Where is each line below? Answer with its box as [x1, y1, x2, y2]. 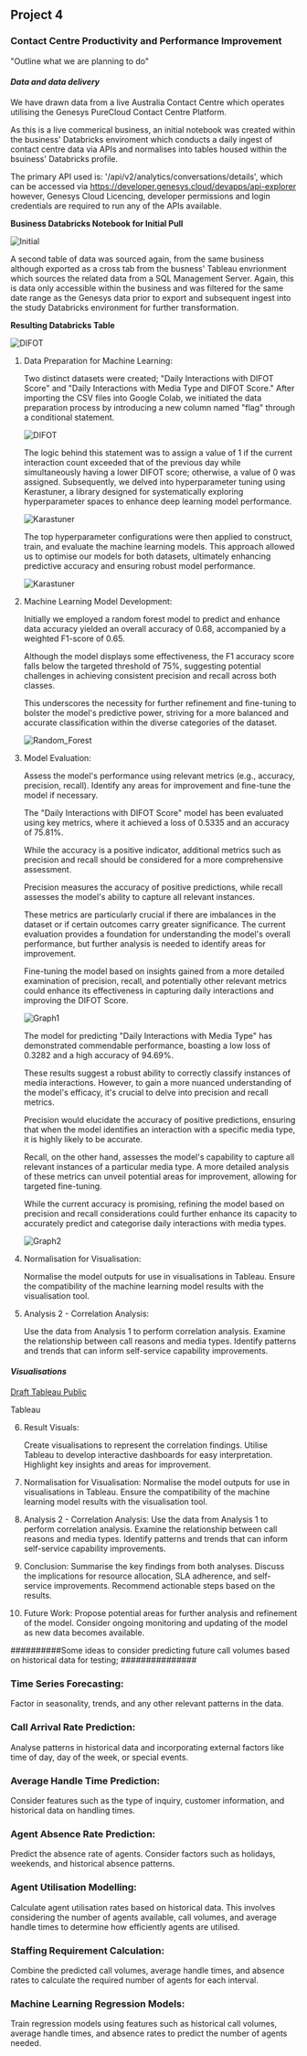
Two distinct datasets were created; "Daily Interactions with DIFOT [23, 372, 274, 383]
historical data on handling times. [10, 1804, 135, 1815]
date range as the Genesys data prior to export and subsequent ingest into [10, 292, 291, 303]
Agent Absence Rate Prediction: [10, 1827, 156, 1840]
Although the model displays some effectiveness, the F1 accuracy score [23, 650, 295, 661]
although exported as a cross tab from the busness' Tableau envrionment [10, 262, 287, 273]
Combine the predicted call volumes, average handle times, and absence [10, 1965, 285, 1976]
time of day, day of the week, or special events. [10, 1751, 189, 1762]
